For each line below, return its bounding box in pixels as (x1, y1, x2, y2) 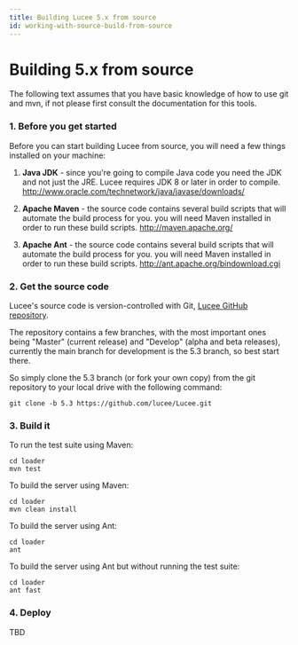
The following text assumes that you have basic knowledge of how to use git (9, 89, 289, 99)
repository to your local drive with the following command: (9, 382, 223, 393)
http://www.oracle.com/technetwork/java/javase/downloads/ (21, 185, 246, 196)
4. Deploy (9, 607, 51, 619)
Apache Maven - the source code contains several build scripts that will (21, 203, 286, 214)
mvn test (9, 465, 42, 474)
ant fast (9, 586, 42, 595)
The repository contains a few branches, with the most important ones (9, 327, 267, 338)
